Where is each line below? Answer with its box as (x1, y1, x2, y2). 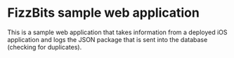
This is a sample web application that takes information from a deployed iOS (7, 28, 228, 36)
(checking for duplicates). (7, 43, 82, 51)
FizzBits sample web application (7, 5, 200, 21)
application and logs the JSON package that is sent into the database (7, 35, 208, 43)
